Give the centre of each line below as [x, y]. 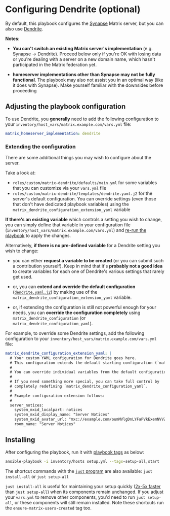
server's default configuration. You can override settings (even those [84, 198]
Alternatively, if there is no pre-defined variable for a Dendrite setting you [83, 245]
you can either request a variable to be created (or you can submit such [88, 260]
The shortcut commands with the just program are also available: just [79, 471]
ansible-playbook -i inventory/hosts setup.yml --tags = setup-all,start [82, 461]
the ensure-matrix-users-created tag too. [49, 508]
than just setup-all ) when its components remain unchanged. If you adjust [84, 492]
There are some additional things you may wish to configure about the [78, 157]
